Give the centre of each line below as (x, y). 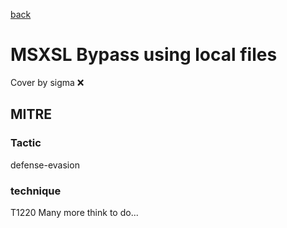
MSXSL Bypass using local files (144, 55)
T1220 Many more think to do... (74, 212)
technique (36, 191)
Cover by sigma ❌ (47, 82)
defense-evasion (45, 165)
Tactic (26, 143)
